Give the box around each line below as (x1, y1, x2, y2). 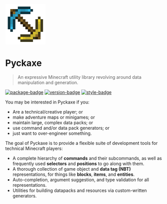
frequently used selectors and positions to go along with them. (12, 161, 145, 167)
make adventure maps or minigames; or (12, 114, 95, 120)
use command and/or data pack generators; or (12, 125, 110, 131)
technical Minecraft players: (5, 145, 63, 151)
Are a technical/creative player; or (12, 109, 83, 115)
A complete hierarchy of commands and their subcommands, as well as (12, 155, 162, 161)
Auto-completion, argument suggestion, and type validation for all (12, 176, 149, 183)
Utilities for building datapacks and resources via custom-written (12, 187, 147, 193)
